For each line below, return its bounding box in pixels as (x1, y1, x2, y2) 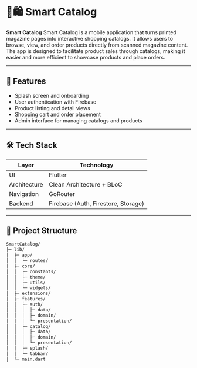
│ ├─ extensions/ (6, 290, 51, 297)
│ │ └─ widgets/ (6, 285, 51, 291)
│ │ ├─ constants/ (6, 268, 57, 274)
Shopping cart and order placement (14, 111, 101, 118)
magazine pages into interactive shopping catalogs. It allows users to (6, 35, 174, 42)
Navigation (9, 190, 39, 198)
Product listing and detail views (14, 104, 91, 111)
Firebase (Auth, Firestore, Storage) (49, 199, 145, 207)
